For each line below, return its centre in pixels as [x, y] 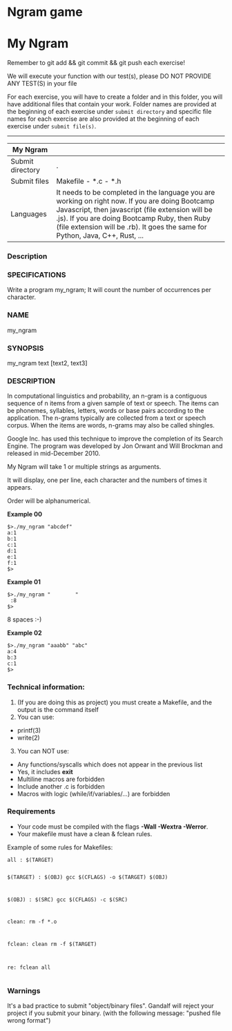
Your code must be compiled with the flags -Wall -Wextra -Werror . [113, 827]
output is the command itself [58, 709]
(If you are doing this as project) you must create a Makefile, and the [115, 702]
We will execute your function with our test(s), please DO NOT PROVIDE [109, 76]
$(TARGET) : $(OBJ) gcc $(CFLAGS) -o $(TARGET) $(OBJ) [88, 877]
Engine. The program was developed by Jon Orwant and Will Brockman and [115, 446]
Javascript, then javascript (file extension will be [134, 210]
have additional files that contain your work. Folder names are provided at [112, 104]
